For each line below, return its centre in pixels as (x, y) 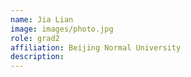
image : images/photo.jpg (62, 29)
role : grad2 (35, 38)
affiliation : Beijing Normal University (96, 47)
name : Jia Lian (42, 19)
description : (37, 57)
